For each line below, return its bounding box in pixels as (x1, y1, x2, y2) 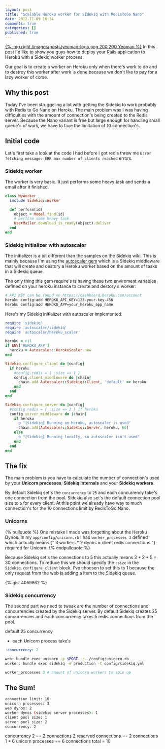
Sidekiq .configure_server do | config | (5, 402, 85, 407)
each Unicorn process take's (12, 638, 71, 644)
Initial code (5, 137, 40, 146)
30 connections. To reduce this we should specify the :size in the (5, 560, 139, 565)
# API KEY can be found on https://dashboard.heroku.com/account (5, 293, 142, 298)
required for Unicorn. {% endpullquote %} (5, 545, 90, 551)
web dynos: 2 (5, 706, 32, 711)
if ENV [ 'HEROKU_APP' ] (5, 343, 50, 348)
